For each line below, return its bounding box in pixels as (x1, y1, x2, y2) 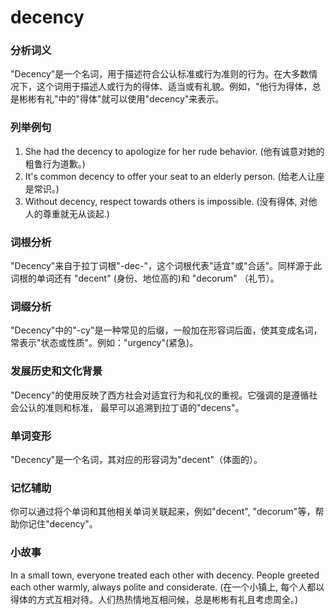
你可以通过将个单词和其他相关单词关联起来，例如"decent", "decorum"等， (10, 506, 316, 518)
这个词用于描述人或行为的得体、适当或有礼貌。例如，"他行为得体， (36, 81, 313, 93)
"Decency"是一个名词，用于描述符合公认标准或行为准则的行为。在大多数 (10, 68, 310, 80)
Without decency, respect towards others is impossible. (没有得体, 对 (24, 195, 309, 207)
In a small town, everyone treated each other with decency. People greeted (10, 569, 320, 581)
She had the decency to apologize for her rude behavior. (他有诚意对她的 (24, 145, 325, 157)
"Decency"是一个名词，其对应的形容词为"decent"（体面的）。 (10, 453, 263, 465)
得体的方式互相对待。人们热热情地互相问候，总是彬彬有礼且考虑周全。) (10, 593, 299, 605)
